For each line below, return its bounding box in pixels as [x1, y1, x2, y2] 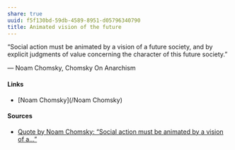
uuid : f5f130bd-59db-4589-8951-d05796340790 [7, 17, 141, 24]
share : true [7, 10, 42, 18]
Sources [7, 112, 33, 120]
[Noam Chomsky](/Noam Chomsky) [17, 96, 122, 104]
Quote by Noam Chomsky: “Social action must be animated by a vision [17, 127, 224, 136]
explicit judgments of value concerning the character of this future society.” [7, 50, 228, 58]
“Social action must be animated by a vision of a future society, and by [7, 43, 213, 51]
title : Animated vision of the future [7, 23, 122, 30]
